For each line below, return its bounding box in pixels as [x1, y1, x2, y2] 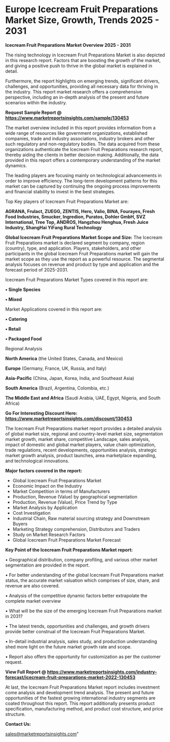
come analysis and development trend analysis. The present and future [5, 689, 154, 695]
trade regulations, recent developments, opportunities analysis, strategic [5, 447, 157, 453]
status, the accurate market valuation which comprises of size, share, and [5, 577, 160, 583]
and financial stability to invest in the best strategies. [5, 188, 115, 194]
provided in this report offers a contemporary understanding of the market [5, 157, 161, 163]
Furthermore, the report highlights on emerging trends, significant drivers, [5, 78, 160, 84]
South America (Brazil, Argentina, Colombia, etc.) [5, 385, 110, 391]
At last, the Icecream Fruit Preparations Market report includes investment [5, 684, 160, 690]
